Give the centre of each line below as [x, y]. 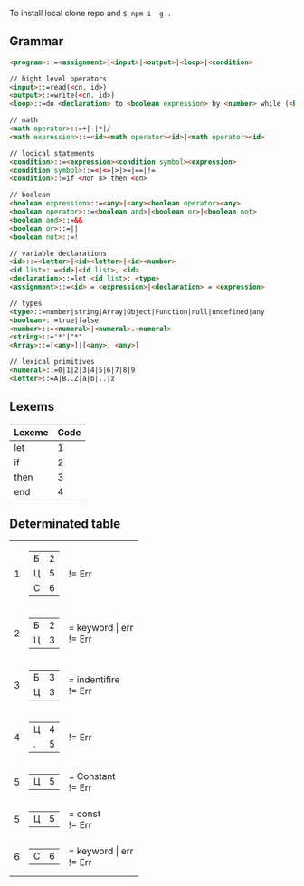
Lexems [32, 407]
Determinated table [65, 524]
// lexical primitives [52, 362]
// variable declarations [58, 253]
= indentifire [94, 680]
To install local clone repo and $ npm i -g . [90, 13]
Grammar [37, 41]
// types [26, 303]
